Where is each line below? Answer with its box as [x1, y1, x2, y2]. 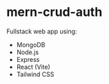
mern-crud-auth [6, 4, 103, 20]
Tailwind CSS [16, 70, 54, 78]
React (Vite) [16, 62, 51, 71]
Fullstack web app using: [6, 27, 77, 35]
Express [16, 55, 40, 63]
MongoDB [16, 40, 46, 49]
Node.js [16, 48, 39, 56]
